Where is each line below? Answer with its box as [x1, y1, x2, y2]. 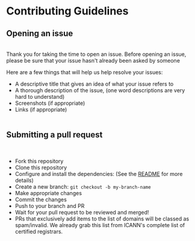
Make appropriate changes [14, 189, 82, 196]
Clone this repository [14, 164, 67, 171]
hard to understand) [14, 93, 65, 100]
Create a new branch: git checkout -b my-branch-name [14, 183, 152, 190]
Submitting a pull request [6, 130, 103, 140]
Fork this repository [14, 157, 64, 164]
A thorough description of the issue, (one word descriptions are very [14, 87, 185, 94]
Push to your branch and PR [14, 202, 85, 209]
